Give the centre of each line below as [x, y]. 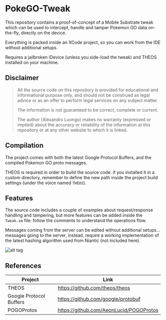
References [23, 265]
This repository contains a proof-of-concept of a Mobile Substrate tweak [79, 22]
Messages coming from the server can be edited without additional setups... [83, 230]
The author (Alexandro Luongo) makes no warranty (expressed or [84, 120]
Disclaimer [22, 78]
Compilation [24, 145]
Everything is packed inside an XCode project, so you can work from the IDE [83, 42]
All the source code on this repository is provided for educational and [88, 90]
